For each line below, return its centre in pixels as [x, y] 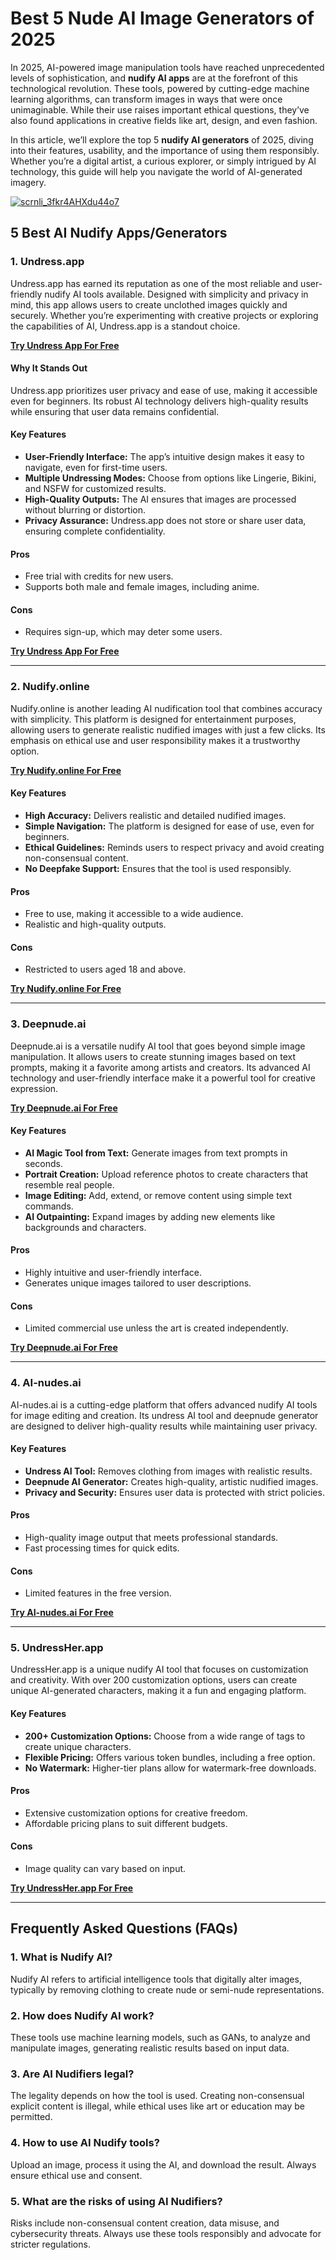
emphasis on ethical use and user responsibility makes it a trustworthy [155, 740]
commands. [49, 1206]
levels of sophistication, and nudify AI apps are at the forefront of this [154, 78]
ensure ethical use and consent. [76, 2175]
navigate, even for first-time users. [96, 468]
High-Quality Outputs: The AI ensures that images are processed [160, 499]
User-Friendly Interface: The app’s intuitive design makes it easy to [164, 457]
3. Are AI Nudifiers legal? [72, 2074]
